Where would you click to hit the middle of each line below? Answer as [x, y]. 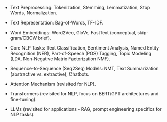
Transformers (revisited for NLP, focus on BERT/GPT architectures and [84, 94]
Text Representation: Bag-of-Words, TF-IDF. [57, 23]
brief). [44, 38]
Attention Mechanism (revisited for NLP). [53, 84]
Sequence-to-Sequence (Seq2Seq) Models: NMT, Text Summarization [84, 69]
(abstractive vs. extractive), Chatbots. [50, 74]
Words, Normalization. [33, 13]
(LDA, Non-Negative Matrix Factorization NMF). [60, 59]
